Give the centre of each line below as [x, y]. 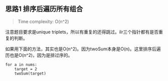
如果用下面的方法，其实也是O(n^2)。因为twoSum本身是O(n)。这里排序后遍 [83, 49]
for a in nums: [21, 64]
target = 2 [26, 69]
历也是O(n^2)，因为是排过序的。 [39, 55]
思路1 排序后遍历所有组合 [44, 9]
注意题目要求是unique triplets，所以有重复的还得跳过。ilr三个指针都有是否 [82, 32]
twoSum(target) [30, 73]
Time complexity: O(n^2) [43, 21]
